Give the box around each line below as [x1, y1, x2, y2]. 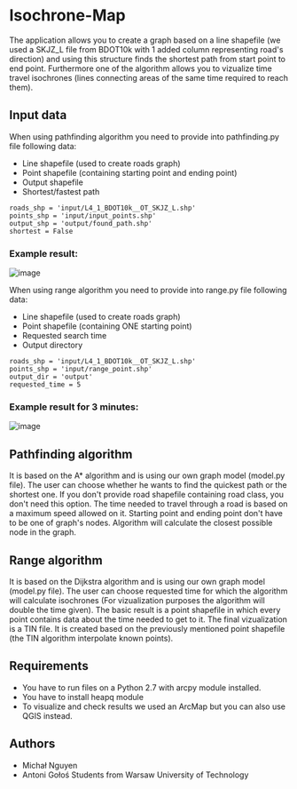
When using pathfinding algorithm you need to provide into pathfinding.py [9, 131, 279, 142]
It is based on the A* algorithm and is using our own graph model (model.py [9, 470, 285, 481]
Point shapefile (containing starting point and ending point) [21, 167, 238, 178]
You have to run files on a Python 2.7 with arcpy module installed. [21, 681, 262, 693]
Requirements [9, 658, 89, 673]
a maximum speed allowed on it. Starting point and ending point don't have [9, 508, 284, 519]
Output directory [21, 339, 83, 351]
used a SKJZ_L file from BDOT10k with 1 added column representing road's [9, 44, 284, 54]
